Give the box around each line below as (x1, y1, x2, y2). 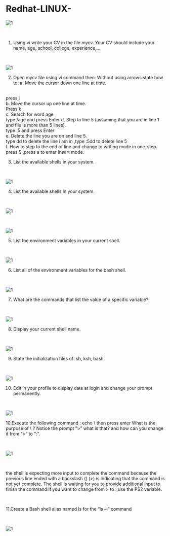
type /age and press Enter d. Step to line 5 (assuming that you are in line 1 (6, 116, 159, 122)
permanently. (13, 390, 41, 396)
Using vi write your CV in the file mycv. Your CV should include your (13, 39, 155, 46)
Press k (6, 106, 22, 112)
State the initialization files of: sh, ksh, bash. (13, 355, 105, 361)
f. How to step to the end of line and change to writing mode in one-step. (6, 143, 158, 150)
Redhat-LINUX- (6, 3, 72, 15)
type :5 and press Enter (6, 127, 55, 133)
